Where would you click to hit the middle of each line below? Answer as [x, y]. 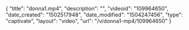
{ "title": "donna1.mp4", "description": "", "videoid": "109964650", [87, 9]
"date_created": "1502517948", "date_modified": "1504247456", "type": [94, 15]
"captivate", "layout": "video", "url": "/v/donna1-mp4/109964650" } [88, 21]
